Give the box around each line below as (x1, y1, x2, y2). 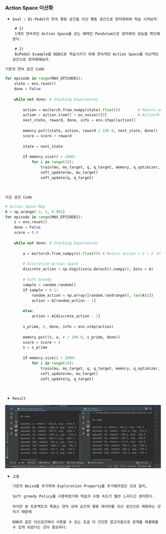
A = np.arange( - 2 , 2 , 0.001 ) (5, 209, 65, 214)
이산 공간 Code (5, 195, 32, 200)
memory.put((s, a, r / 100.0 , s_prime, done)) (23, 334, 121, 340)
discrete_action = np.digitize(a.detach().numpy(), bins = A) (23, 267, 154, 272)
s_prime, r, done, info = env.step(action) (23, 324, 114, 329)
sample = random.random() (23, 282, 77, 287)
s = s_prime (23, 345, 48, 350)
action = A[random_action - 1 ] (31, 298, 96, 303)
